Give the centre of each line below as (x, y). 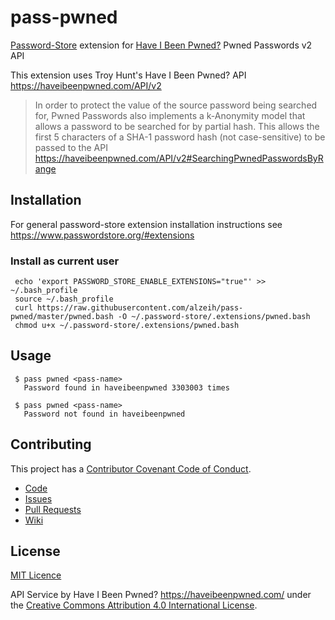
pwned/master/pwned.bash (62, 317)
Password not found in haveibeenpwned (104, 414)
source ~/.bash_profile (64, 299)
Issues (38, 498)
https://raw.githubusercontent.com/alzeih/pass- (140, 308)
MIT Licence (36, 575)
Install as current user (65, 261)
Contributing (51, 444)
